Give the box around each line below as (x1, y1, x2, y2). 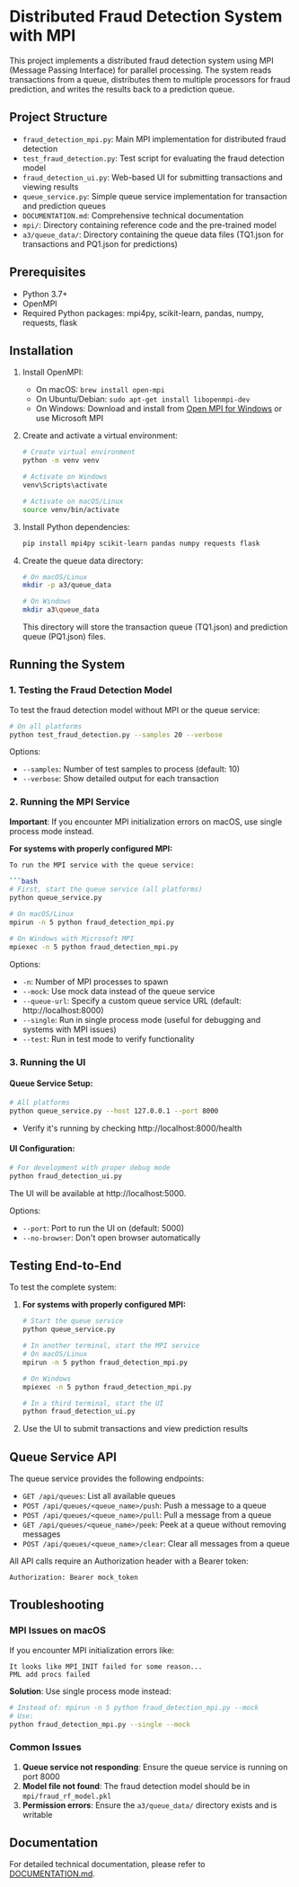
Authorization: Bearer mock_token (9, 1574, 139, 1583)
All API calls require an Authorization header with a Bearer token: (9, 1556, 249, 1566)
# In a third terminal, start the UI (22, 1398, 164, 1407)
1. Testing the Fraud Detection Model (9, 684, 172, 697)
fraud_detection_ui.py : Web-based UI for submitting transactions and (22, 172, 283, 182)
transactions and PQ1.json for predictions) (22, 238, 178, 249)
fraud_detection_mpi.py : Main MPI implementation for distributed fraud (22, 133, 286, 145)
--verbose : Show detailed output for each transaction (22, 773, 219, 784)
